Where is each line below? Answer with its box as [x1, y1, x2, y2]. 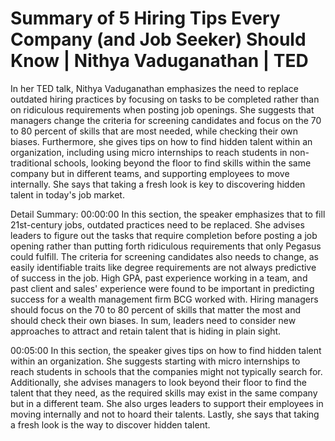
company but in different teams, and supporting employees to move [10, 167, 290, 179]
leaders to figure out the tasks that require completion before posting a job [10, 229, 318, 241]
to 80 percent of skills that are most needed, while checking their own [10, 125, 299, 137]
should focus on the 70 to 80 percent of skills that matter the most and [10, 303, 302, 316]
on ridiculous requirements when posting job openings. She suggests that [10, 103, 315, 116]
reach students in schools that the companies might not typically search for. [10, 365, 323, 377]
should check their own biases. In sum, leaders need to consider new [10, 314, 297, 326]
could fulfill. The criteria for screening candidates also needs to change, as [10, 250, 319, 262]
